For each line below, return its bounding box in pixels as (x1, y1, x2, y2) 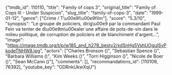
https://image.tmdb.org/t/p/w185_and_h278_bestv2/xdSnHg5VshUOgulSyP (7, 42, 167, 48)
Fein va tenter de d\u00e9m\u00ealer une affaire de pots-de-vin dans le (5, 26, 158, 32)
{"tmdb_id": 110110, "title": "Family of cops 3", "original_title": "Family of (5, 5, 156, 10)
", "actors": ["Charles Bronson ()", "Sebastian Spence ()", (40, 48, 160, 54)
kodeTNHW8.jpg (5, 48, 41, 54)
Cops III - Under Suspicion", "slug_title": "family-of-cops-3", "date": (5, 10, 148, 16)
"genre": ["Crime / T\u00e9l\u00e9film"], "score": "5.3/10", (21, 15, 146, 21)
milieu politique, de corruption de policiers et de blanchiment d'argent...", (5, 32, 160, 37)
